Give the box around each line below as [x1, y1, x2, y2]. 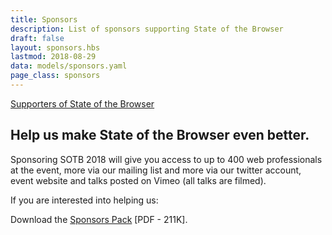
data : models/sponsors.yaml [10, 61, 128, 71]
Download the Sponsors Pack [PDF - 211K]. [10, 213, 188, 225]
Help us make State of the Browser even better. [10, 127, 310, 144]
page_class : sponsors [10, 71, 101, 81]
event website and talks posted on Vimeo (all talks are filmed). [10, 174, 267, 186]
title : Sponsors [10, 14, 78, 25]
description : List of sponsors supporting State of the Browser [10, 24, 284, 34]
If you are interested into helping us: [10, 194, 159, 206]
